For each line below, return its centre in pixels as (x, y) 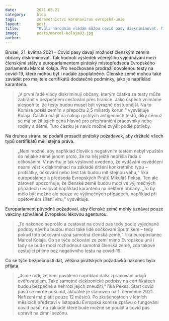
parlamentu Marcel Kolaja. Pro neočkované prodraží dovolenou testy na (79, 68)
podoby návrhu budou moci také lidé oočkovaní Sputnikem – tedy (85, 229)
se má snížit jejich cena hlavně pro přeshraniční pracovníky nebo (85, 121)
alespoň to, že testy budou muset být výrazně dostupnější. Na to (84, 105)
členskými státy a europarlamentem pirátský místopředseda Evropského (80, 63)
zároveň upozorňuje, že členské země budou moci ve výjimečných (87, 183)
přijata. (13, 266)
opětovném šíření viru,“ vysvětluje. (53, 199)
